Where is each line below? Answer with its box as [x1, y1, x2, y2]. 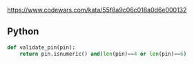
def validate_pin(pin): [7, 44, 76, 51]
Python [7, 25, 39, 37]
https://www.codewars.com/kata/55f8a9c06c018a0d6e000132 [7, 6, 187, 14]
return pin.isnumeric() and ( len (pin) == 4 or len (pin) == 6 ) [19, 50, 187, 57]
